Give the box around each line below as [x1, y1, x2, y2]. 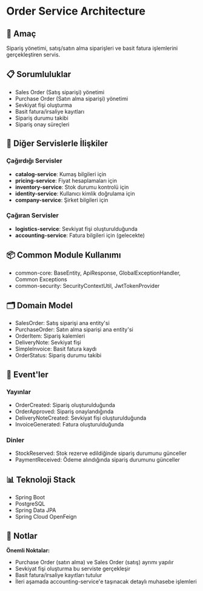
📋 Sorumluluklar [6, 69, 72, 80]
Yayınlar [6, 388, 32, 396]
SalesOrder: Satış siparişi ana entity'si [15, 319, 110, 327]
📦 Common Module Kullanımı [6, 250, 121, 261]
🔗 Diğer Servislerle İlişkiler [6, 138, 108, 149]
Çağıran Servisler [6, 211, 59, 220]
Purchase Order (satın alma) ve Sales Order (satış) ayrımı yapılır [15, 559, 174, 566]
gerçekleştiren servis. [6, 51, 61, 58]
